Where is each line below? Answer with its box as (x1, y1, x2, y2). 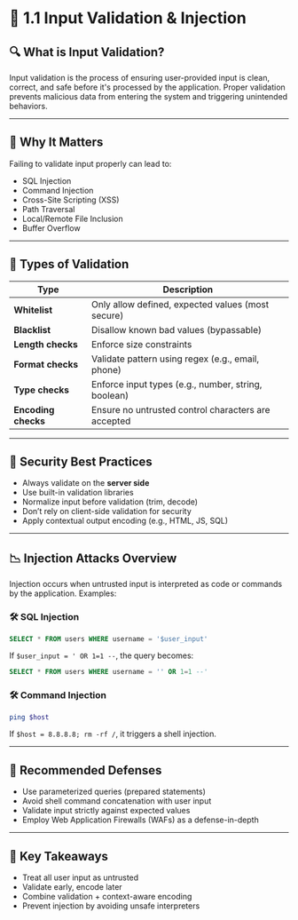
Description (162, 283, 214, 296)
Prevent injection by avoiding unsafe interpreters (21, 900, 200, 911)
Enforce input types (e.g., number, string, (91, 377, 263, 390)
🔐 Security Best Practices (9, 455, 153, 470)
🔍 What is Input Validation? (9, 44, 165, 59)
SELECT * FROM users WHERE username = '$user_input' (9, 634, 208, 643)
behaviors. (9, 101, 49, 111)
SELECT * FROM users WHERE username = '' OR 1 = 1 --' (9, 668, 208, 677)
